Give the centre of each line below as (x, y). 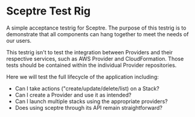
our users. (19, 40)
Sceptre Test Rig (48, 11)
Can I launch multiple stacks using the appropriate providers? (91, 101)
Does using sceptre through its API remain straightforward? (89, 107)
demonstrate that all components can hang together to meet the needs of (97, 34)
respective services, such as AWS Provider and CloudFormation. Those (95, 58)
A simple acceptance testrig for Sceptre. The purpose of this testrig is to (96, 28)
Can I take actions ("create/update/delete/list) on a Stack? (87, 88)
